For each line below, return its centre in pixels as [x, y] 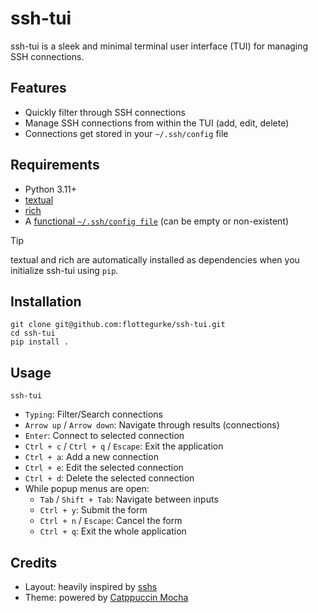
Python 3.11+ [51, 189]
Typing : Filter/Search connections [93, 414]
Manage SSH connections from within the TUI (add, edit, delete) [157, 123]
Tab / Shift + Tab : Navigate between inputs [129, 499]
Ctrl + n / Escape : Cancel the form [111, 521]
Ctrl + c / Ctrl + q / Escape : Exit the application [124, 446]
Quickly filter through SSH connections [105, 112]
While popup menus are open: [87, 489]
